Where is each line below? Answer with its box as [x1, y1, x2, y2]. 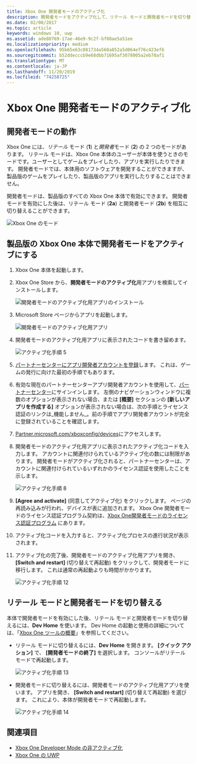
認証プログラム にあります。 [20, 519, 89, 526]
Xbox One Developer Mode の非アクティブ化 [15, 744, 123, 751]
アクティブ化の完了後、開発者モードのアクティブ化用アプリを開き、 [15, 551, 178, 559]
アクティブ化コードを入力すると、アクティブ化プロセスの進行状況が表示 [15, 532, 189, 539]
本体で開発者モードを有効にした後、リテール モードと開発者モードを [6, 614, 172, 621]
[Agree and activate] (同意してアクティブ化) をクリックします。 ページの [15, 497, 191, 504]
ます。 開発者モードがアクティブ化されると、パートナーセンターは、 [20, 457, 185, 465]
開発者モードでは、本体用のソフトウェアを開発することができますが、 [18, 165, 188, 172]
